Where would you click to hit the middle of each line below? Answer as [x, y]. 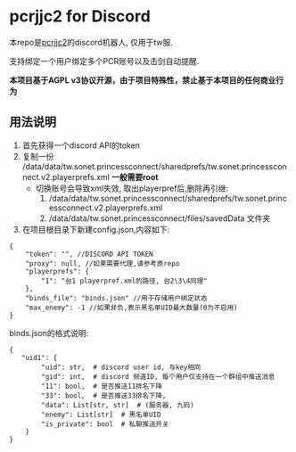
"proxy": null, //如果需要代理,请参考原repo [103, 263]
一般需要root [135, 177]
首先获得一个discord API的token [81, 145]
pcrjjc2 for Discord [80, 16]
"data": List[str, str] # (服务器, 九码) [118, 405]
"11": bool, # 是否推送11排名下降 [102, 386]
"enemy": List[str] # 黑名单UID [101, 415]
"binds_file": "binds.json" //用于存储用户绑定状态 [116, 298]
